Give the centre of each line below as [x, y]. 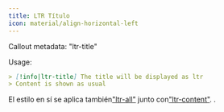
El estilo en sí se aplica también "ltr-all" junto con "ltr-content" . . [112, 100]
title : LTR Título [39, 16]
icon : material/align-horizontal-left [73, 23]
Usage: [20, 62]
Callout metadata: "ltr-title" [53, 46]
